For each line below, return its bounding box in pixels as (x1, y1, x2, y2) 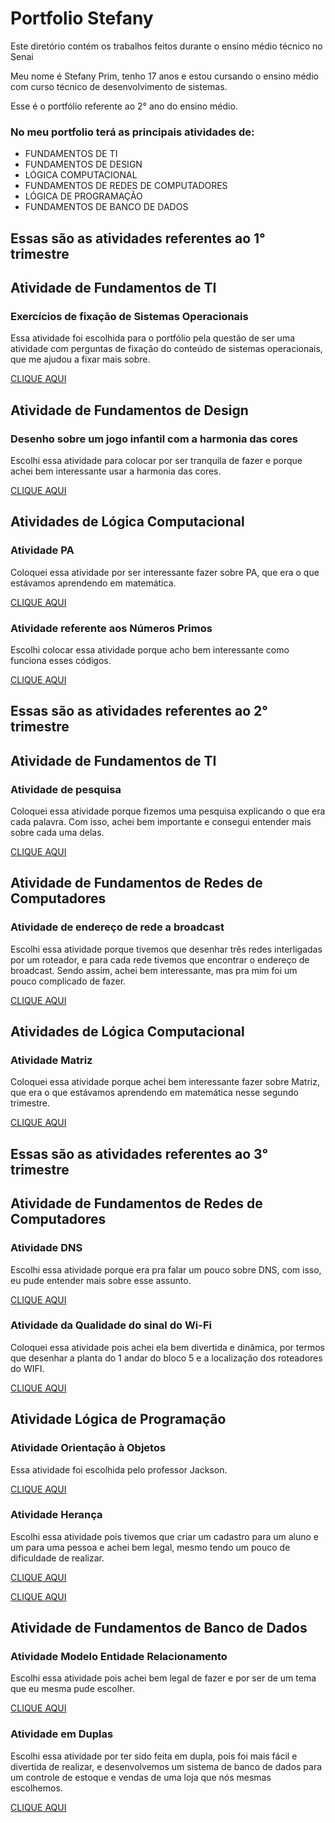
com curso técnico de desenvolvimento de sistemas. (10, 80, 228, 92)
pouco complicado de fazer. (10, 975, 127, 987)
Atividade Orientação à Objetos (10, 1441, 167, 1455)
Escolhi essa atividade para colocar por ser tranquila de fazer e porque (10, 455, 303, 466)
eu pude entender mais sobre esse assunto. (10, 1274, 192, 1286)
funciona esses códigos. (10, 654, 112, 666)
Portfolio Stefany (10, 7, 154, 30)
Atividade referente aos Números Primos (10, 621, 213, 635)
